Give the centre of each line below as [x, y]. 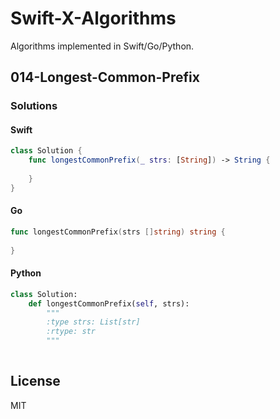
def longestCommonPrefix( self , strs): [109, 303]
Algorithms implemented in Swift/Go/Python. [102, 46]
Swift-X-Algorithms [93, 18]
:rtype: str [71, 332]
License [35, 381]
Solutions [34, 106]
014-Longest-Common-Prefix [105, 77]
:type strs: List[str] [93, 322]
